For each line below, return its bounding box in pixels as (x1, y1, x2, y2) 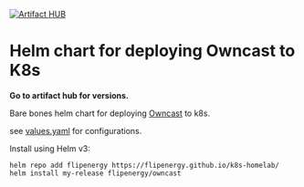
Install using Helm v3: (9, 142, 91, 154)
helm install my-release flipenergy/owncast (9, 169, 182, 178)
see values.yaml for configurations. (9, 125, 142, 136)
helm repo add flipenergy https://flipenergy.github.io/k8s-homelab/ (9, 161, 280, 170)
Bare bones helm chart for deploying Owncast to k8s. (9, 108, 211, 119)
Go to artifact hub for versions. (9, 89, 130, 100)
